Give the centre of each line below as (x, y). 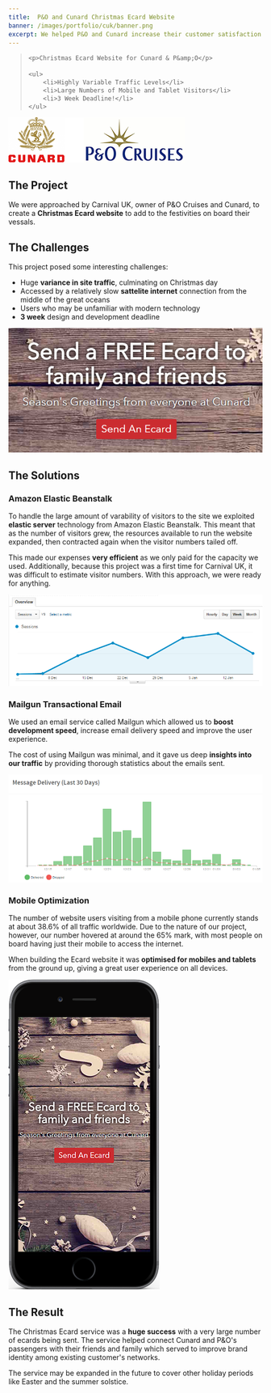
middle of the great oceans (65, 300)
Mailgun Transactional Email (65, 705)
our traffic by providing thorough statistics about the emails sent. (117, 764)
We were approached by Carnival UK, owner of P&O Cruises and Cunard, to (134, 205)
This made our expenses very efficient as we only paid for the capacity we (133, 557)
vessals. (22, 222)
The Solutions (44, 475)
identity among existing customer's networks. (84, 1357)
